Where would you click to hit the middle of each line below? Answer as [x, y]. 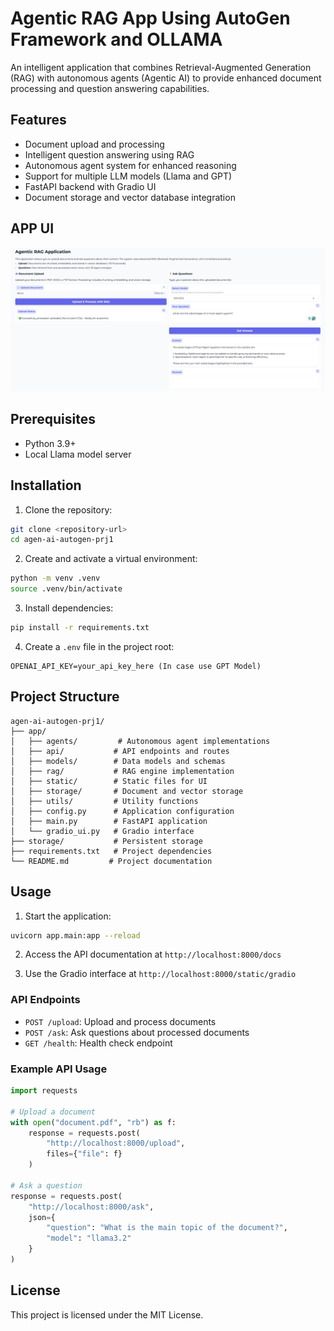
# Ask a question [46, 1185]
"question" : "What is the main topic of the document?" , [167, 1228]
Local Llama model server [78, 454]
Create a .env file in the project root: [99, 646]
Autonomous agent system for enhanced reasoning [130, 165]
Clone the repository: [68, 509]
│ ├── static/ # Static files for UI [109, 781]
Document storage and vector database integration [130, 197]
